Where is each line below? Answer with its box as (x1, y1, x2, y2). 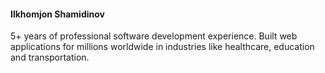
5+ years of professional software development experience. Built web (10, 30, 298, 42)
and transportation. (10, 51, 90, 64)
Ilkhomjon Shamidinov (10, 8, 105, 20)
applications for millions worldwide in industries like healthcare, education (10, 41, 315, 53)
